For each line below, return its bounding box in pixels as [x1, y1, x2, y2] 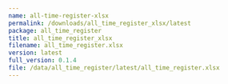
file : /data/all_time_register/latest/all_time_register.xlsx [8, 64, 220, 72]
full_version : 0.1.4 [8, 57, 78, 65]
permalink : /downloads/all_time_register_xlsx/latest [8, 19, 192, 27]
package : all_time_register [8, 26, 102, 34]
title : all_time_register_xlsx [8, 34, 113, 42]
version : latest [8, 49, 62, 57]
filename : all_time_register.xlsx [8, 42, 124, 50]
